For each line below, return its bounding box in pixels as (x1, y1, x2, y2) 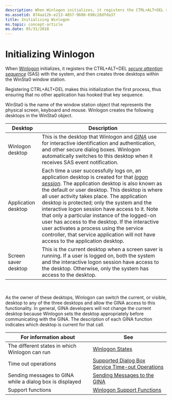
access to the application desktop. (41, 237, 124, 245)
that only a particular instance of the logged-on (41, 212, 157, 219)
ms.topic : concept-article (5, 21, 63, 27)
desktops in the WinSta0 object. (5, 113, 73, 119)
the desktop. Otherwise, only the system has (41, 265, 149, 272)
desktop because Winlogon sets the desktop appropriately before (5, 310, 144, 317)
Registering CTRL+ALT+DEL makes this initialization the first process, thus (5, 86, 161, 93)
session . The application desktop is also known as (41, 180, 162, 187)
